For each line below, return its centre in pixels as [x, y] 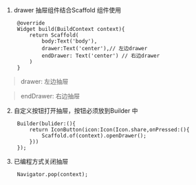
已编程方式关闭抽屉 [41, 161]
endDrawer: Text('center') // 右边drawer [101, 56]
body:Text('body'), [69, 41]
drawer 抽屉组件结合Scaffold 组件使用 [67, 10]
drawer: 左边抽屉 [44, 81]
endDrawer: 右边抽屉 [50, 96]
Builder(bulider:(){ [46, 124]
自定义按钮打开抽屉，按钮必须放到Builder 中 [76, 111]
